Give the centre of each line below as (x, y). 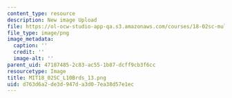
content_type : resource (41, 13)
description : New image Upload (52, 20)
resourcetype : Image (37, 71)
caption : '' (31, 46)
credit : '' (29, 52)
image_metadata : (30, 39)
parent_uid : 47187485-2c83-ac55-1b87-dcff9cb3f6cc (81, 65)
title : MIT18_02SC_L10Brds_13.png (57, 78)
